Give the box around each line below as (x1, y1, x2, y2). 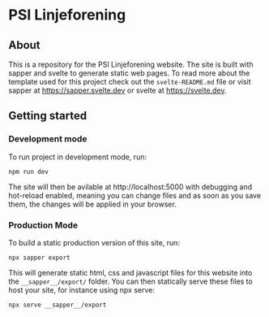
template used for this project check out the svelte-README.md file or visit (8, 77, 251, 86)
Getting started (8, 109, 88, 123)
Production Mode (8, 219, 79, 231)
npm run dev (8, 167, 49, 176)
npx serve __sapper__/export (8, 301, 107, 309)
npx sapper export (8, 254, 70, 262)
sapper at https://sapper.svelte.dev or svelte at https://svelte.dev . (8, 85, 227, 95)
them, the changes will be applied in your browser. (8, 199, 177, 209)
